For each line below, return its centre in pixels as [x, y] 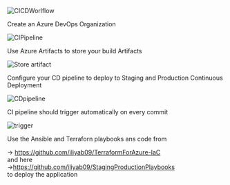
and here [20, 160]
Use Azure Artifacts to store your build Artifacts [75, 51]
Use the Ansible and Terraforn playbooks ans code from [87, 139]
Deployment [25, 85]
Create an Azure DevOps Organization [61, 24]
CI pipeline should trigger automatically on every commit [88, 112]
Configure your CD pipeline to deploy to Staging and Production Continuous [115, 78]
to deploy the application [42, 174]
